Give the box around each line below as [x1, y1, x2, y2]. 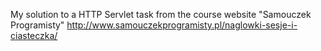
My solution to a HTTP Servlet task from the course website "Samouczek [10, 9, 312, 20]
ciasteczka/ [10, 30, 58, 41]
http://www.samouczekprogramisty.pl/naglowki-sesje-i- [66, 19, 298, 31]
